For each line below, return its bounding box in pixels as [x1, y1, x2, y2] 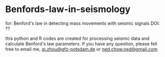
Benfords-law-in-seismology [5, 4, 131, 15]
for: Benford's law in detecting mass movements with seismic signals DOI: [5, 20, 160, 26]
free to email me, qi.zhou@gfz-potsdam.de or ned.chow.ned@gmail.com [5, 46, 158, 52]
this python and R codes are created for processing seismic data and [5, 35, 150, 41]
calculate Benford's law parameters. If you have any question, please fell [5, 40, 157, 46]
